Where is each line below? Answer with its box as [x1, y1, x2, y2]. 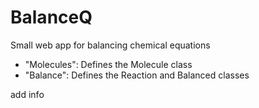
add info [10, 88, 45, 100]
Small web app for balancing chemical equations [10, 39, 211, 51]
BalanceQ [10, 6, 93, 29]
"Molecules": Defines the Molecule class [24, 58, 193, 70]
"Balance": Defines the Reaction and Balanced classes [24, 69, 250, 81]
